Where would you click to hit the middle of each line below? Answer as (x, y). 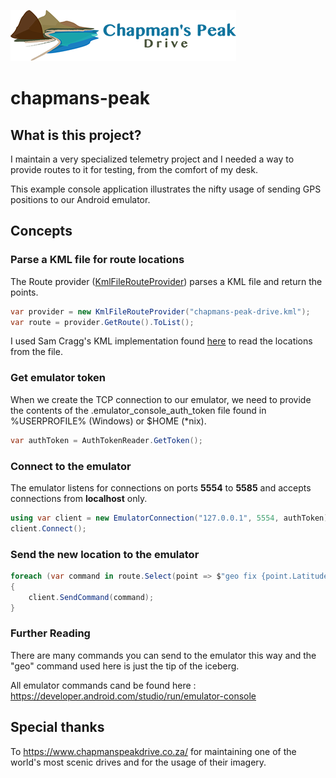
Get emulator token (58, 378)
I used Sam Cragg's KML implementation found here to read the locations (161, 341)
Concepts (41, 231)
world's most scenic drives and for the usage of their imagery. (138, 762)
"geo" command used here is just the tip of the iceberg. (125, 666)
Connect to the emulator (71, 466)
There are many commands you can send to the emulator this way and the (163, 655)
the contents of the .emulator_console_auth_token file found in (138, 410)
